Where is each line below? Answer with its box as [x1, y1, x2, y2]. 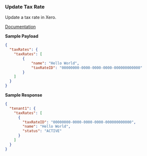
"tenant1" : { [9, 106, 36, 111]
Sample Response [5, 92, 42, 98]
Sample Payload [5, 33, 39, 39]
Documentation [5, 24, 36, 30]
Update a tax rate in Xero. [5, 15, 56, 20]
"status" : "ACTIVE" [22, 129, 62, 134]
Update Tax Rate [5, 3, 45, 10]
